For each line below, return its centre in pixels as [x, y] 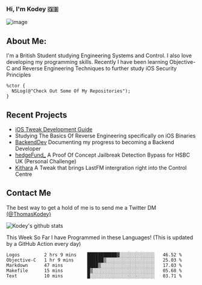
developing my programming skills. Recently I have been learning [87, 62]
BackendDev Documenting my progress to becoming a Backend [95, 142]
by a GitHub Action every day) [44, 243]
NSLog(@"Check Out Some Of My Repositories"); [71, 91]
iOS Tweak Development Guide [54, 129]
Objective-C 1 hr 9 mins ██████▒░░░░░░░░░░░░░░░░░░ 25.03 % [94, 260]
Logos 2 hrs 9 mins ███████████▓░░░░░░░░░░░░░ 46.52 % [94, 255]
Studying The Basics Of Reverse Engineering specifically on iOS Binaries [105, 136]
